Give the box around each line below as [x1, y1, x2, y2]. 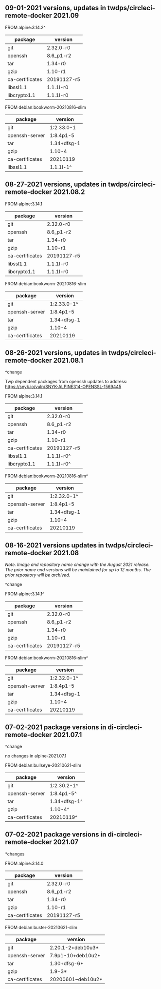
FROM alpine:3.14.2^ [5, 24, 46, 30]
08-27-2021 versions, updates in [5, 180, 107, 189]
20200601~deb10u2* [49, 976, 103, 983]
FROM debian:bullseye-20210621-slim [5, 762, 82, 768]
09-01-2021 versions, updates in [5, 4, 106, 12]
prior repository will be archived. [5, 572, 71, 578]
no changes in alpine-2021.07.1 [5, 753, 67, 759]
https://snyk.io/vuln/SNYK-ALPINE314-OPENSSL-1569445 [5, 384, 122, 389]
